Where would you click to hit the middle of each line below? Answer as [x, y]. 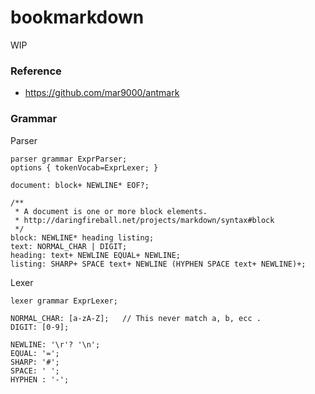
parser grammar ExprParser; [69, 159]
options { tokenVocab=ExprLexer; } [84, 167]
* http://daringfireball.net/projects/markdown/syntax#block [144, 220]
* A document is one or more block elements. [111, 211]
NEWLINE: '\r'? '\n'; [55, 344]
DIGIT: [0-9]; [40, 327]
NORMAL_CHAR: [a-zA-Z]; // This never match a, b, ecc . [136, 318]
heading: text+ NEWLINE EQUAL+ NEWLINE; [96, 255]
